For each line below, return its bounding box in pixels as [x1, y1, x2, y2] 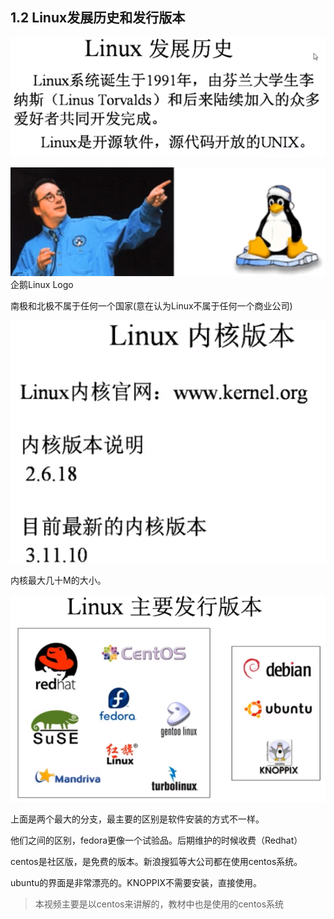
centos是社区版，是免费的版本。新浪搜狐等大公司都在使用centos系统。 [10, 855, 303, 867]
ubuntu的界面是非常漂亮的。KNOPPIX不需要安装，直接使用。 [10, 876, 263, 888]
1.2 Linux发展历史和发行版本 [10, 9, 186, 27]
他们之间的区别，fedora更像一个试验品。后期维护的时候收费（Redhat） [10, 834, 303, 846]
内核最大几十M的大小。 [10, 574, 107, 587]
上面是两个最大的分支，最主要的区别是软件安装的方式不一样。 [10, 813, 265, 825]
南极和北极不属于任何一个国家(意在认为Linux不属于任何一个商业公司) [10, 300, 293, 312]
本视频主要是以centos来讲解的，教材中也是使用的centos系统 [34, 898, 285, 910]
